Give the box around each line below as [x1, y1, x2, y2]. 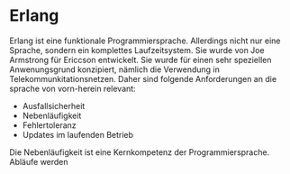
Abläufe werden [9, 156, 69, 167]
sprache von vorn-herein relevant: [9, 83, 137, 94]
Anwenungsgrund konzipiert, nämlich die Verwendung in [9, 64, 221, 75]
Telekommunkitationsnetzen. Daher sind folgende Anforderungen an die [9, 73, 277, 84]
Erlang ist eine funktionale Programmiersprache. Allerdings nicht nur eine [9, 35, 281, 46]
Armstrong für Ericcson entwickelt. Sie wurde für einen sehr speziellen [9, 54, 272, 65]
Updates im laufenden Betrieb [22, 129, 133, 140]
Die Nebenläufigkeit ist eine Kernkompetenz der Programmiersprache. [9, 146, 270, 158]
